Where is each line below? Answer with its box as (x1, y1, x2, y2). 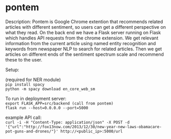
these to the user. (5, 56, 43, 63)
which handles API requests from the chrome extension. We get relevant (5, 35, 159, 41)
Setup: (5, 66, 20, 73)
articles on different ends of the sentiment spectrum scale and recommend (5, 51, 164, 57)
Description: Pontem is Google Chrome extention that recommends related (5, 18, 163, 25)
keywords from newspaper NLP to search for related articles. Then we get (5, 46, 162, 52)
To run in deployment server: (5, 95, 67, 102)
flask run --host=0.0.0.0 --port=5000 (5, 105, 88, 110)
